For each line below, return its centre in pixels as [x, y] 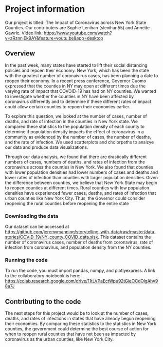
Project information [45, 9]
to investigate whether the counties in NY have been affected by [69, 96]
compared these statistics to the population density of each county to [75, 126]
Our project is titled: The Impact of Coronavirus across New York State [76, 22]
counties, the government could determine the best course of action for [77, 329]
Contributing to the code [43, 301]
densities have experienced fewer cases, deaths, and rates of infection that [81, 193]
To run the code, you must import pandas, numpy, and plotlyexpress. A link [80, 271]
